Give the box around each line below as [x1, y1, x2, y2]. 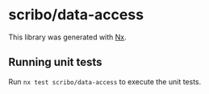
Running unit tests [8, 55, 102, 69]
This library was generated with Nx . [8, 32, 127, 42]
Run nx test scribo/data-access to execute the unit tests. [8, 76, 202, 86]
